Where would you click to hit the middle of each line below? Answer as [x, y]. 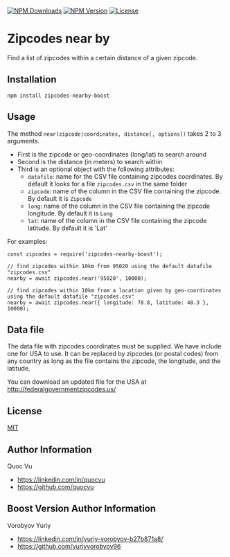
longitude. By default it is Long [70, 213]
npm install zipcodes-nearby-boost [59, 96]
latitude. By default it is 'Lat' [67, 228]
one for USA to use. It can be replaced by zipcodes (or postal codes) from [113, 354]
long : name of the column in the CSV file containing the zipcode [118, 206]
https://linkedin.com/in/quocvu [61, 479]
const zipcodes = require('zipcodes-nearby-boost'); [85, 254]
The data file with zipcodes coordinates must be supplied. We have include [114, 346]
